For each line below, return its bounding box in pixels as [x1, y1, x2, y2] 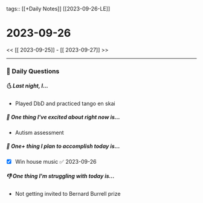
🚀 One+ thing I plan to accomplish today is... [6, 143, 120, 150]
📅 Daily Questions [6, 66, 60, 75]
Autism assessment [14, 129, 65, 136]
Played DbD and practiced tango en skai [14, 100, 116, 107]
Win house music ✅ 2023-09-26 [14, 158, 97, 165]
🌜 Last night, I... [6, 82, 48, 89]
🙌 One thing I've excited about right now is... [6, 114, 120, 121]
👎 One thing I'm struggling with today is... [6, 172, 115, 180]
